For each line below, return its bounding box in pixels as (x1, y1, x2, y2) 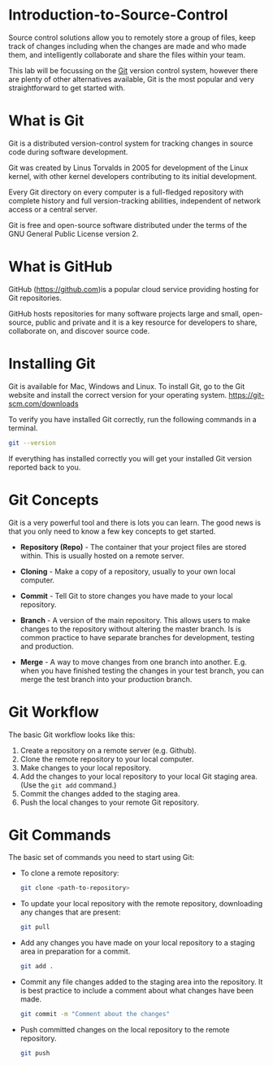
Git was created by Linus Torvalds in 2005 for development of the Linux (8, 163, 249, 172)
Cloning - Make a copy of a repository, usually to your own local (19, 566, 236, 576)
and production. (19, 641, 74, 651)
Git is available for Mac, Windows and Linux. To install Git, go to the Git (8, 381, 245, 391)
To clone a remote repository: (19, 868, 119, 878)
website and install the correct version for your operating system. (8, 390, 227, 399)
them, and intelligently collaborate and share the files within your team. (8, 50, 246, 59)
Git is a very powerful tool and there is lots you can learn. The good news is (8, 517, 262, 527)
